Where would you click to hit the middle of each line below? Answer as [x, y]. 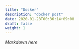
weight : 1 [15, 28]
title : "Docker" [22, 10]
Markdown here [21, 42]
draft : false [19, 24]
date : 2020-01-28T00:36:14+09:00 [40, 19]
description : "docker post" [34, 14]
